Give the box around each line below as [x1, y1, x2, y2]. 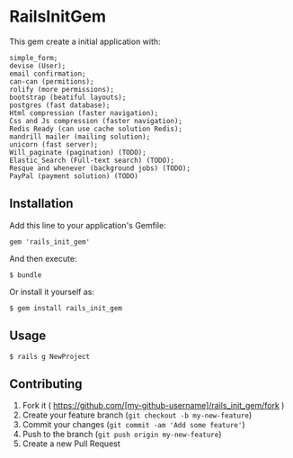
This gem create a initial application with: [9, 36, 161, 47]
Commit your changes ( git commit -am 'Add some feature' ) [22, 419, 245, 430]
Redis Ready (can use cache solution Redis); [9, 124, 182, 133]
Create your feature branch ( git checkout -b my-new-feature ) [22, 409, 253, 420]
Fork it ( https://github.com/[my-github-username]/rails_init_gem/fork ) [22, 400, 285, 411]
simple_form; [9, 53, 58, 62]
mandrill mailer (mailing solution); [9, 132, 151, 141]
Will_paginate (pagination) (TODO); [9, 148, 146, 157]
